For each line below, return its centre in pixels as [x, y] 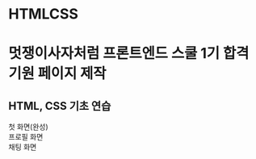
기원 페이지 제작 [57, 74]
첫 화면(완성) [28, 127]
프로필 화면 [26, 137]
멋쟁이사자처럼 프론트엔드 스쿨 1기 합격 [129, 54]
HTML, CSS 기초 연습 [60, 106]
